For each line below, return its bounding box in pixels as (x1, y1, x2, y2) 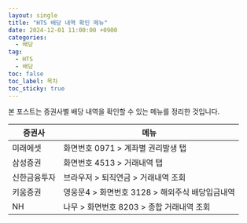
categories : (8, 33, 47, 42)
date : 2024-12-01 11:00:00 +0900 (8, 26, 118, 34)
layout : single (8, 11, 58, 20)
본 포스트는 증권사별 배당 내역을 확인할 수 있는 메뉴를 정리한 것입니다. (8, 107, 220, 116)
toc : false (8, 70, 44, 78)
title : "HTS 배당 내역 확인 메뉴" (8, 19, 109, 27)
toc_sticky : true (8, 84, 65, 93)
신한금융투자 (12, 172, 57, 183)
